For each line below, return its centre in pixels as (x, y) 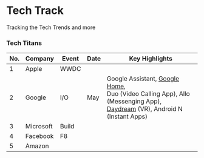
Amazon (37, 146)
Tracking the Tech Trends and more (51, 27)
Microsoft (39, 127)
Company (40, 59)
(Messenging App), (134, 102)
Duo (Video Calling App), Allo (148, 94)
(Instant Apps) (127, 117)
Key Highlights (151, 59)
